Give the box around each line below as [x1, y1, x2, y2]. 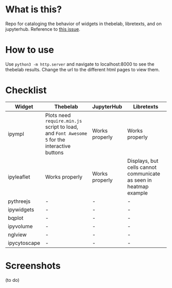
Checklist [5, 85, 47, 96]
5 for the [45, 136, 66, 143]
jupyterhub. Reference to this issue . [5, 26, 80, 32]
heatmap [127, 183, 149, 190]
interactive [45, 142, 71, 149]
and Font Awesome [45, 129, 88, 137]
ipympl [8, 130, 25, 137]
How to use [5, 44, 54, 56]
